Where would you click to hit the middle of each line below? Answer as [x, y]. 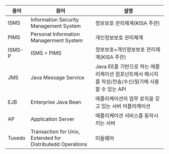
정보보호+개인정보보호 [120, 50]
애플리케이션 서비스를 [119, 115]
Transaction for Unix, [55, 132]
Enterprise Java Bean [56, 102]
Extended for [46, 138]
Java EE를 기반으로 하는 [122, 66]
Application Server [52, 119]
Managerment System [57, 41]
